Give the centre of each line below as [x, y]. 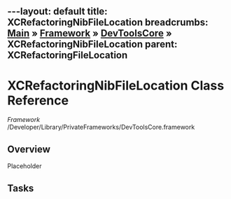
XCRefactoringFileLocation [68, 55]
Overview [29, 149]
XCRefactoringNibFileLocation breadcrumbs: [108, 23]
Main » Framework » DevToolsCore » [90, 33]
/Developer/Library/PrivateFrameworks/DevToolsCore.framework [101, 127]
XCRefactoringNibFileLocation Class [116, 85]
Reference [38, 100]
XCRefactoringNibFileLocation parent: [92, 44]
